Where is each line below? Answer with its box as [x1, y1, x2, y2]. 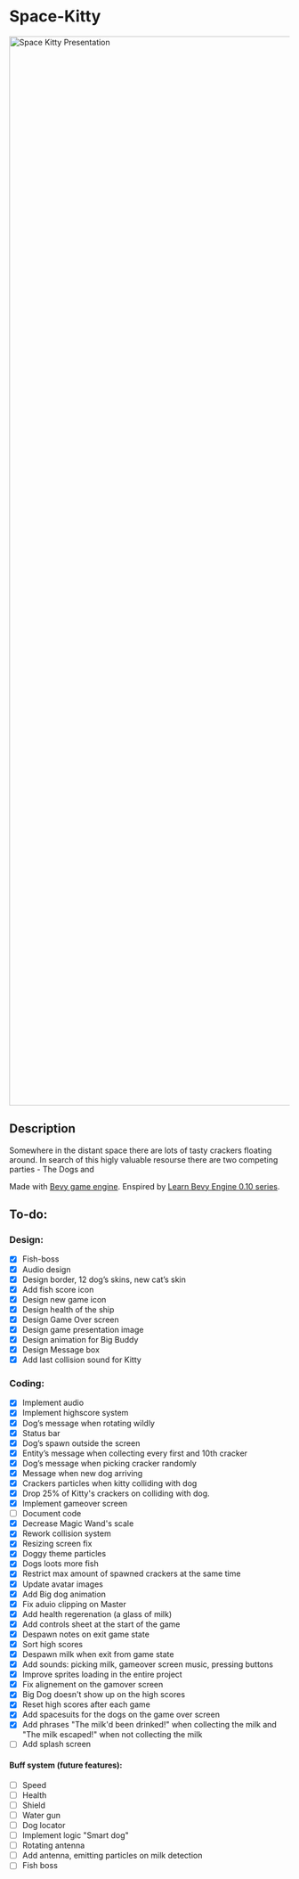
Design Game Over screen [21, 1314, 119, 1325]
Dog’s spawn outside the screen [21, 1437, 141, 1449]
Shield [21, 1800, 46, 1810]
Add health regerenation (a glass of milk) [21, 1608, 173, 1619]
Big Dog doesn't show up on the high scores [21, 1689, 185, 1700]
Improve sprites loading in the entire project [21, 1669, 182, 1680]
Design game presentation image [21, 1324, 144, 1335]
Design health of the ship [21, 1303, 115, 1315]
